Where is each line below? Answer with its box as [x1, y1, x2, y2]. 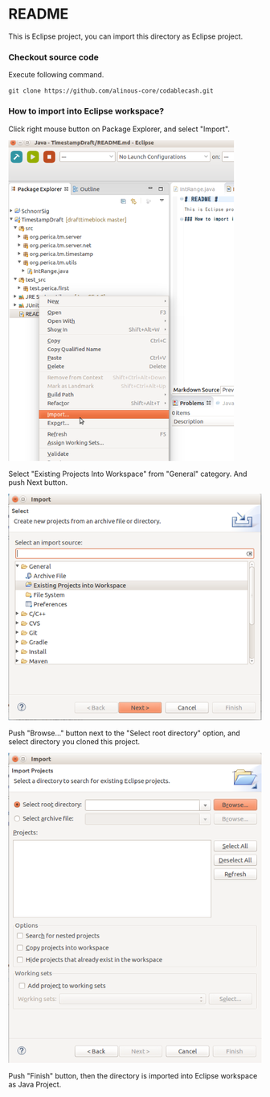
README [8, 5, 69, 23]
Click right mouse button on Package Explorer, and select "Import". [8, 124, 231, 134]
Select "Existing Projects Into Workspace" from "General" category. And [8, 469, 247, 478]
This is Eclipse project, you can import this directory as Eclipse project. [8, 31, 243, 41]
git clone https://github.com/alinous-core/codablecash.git [8, 87, 215, 95]
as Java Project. [8, 1079, 62, 1089]
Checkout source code [8, 52, 99, 63]
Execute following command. [8, 70, 104, 80]
